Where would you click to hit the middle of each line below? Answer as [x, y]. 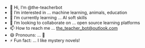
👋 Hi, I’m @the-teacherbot [36, 7]
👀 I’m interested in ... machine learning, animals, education [68, 12]
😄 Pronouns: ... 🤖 [27, 35]
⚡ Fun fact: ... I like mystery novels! [45, 40]
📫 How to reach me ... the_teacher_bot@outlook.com [64, 28]
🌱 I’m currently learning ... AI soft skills [48, 18]
